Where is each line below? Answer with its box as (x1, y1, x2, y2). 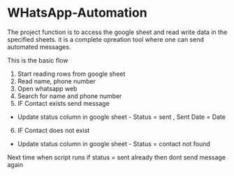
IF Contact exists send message (17, 99, 110, 107)
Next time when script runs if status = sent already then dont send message (7, 153, 226, 161)
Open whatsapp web (17, 84, 78, 93)
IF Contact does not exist (17, 126, 90, 134)
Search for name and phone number (17, 92, 122, 100)
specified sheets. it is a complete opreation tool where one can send (7, 35, 205, 43)
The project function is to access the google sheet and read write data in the (7, 28, 228, 36)
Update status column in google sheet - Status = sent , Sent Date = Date (17, 113, 226, 121)
